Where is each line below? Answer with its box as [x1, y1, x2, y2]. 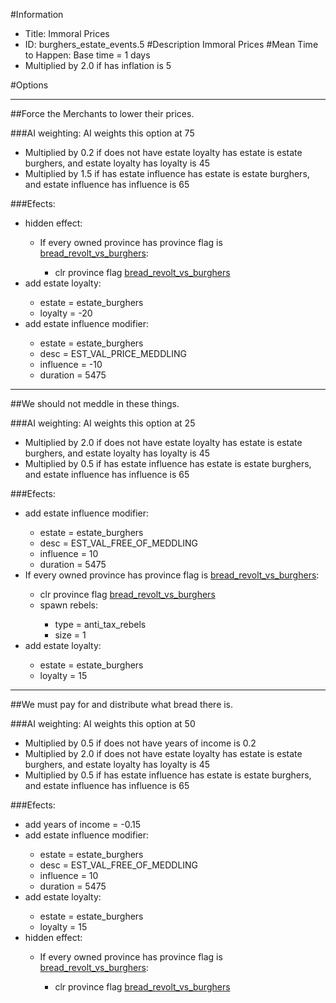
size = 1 [54, 629, 87, 641]
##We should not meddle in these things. [10, 398, 180, 409]
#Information [10, 9, 64, 20]
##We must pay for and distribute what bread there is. [10, 699, 234, 710]
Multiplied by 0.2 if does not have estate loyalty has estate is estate [24, 147, 303, 158]
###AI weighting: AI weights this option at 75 [10, 127, 195, 139]
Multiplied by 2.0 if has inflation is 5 [24, 60, 172, 71]
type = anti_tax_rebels [54, 619, 147, 630]
